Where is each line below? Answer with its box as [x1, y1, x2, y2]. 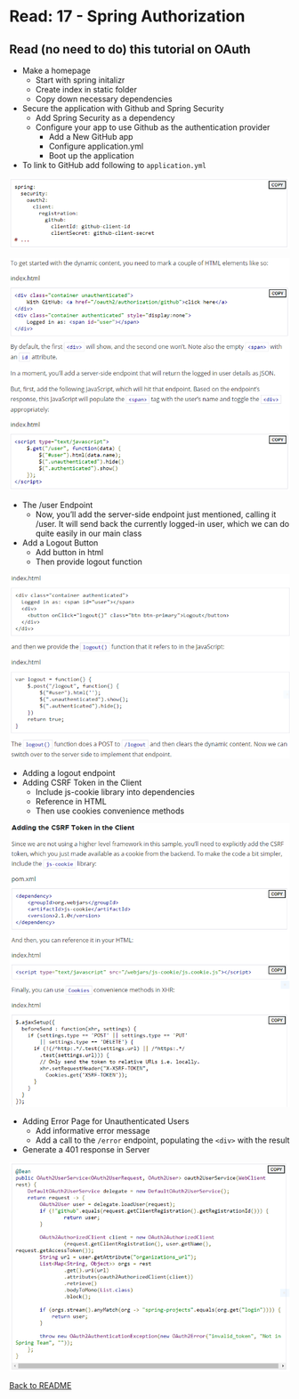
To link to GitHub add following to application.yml [21, 160, 206, 170]
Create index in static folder [35, 85, 138, 94]
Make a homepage [21, 65, 91, 76]
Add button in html [35, 546, 104, 557]
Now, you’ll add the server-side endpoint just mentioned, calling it [35, 509, 277, 520]
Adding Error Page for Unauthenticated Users [21, 1116, 190, 1127]
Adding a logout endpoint [21, 767, 116, 778]
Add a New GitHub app [48, 132, 133, 142]
